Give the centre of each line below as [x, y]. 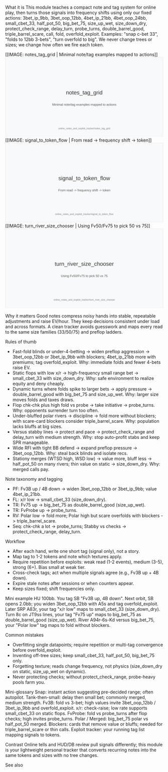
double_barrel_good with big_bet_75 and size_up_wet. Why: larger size [86, 394]
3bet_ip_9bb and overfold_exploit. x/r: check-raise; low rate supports [76, 708]
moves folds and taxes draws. [43, 400]
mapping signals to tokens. [33, 735]
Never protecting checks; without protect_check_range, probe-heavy [84, 677]
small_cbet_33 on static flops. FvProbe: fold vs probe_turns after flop [76, 713]
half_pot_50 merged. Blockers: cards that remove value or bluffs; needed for [84, 724]
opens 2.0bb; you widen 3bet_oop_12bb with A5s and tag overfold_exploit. [82, 604]
